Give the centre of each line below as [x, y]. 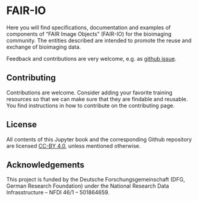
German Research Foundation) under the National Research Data [88, 186]
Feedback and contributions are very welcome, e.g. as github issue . [91, 58]
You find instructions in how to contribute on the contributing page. [90, 105]
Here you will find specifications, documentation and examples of [89, 27]
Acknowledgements [45, 165]
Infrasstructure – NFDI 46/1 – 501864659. [58, 192]
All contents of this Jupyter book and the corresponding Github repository [99, 139]
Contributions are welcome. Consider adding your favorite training [89, 93]
